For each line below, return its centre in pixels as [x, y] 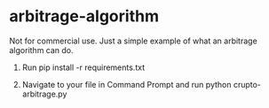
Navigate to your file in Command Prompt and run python [127, 84]
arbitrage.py [44, 94]
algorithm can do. [41, 50]
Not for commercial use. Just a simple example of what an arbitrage [133, 41]
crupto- [247, 84]
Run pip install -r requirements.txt [83, 67]
